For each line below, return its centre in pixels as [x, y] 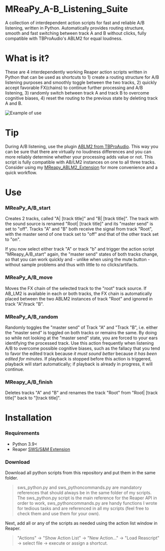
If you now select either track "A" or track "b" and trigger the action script [80, 249]
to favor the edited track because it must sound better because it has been [81, 354]
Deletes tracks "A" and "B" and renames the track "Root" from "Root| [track [82, 393]
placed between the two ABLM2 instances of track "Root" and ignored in [79, 298]
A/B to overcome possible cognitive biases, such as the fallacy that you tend [82, 348]
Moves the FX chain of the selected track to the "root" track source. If [76, 288]
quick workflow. [21, 172]
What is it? [27, 58]
